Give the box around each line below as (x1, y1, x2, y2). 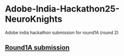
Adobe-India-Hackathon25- (5, 3, 120, 14)
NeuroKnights (5, 14, 63, 25)
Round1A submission (5, 43, 70, 52)
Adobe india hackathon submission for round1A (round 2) (5, 29, 119, 35)
